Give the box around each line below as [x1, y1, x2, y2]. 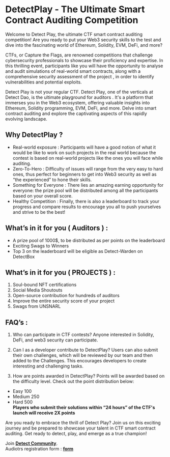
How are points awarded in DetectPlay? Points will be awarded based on [12, 373, 165, 379]
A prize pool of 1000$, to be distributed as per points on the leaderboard [12, 237, 165, 243]
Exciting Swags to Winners [12, 243, 69, 249]
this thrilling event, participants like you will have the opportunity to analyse [5, 63, 163, 69]
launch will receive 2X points [12, 410, 75, 416]
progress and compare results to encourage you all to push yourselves [12, 204, 161, 210]
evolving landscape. [5, 116, 47, 122]
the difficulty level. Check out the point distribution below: [12, 378, 134, 385]
